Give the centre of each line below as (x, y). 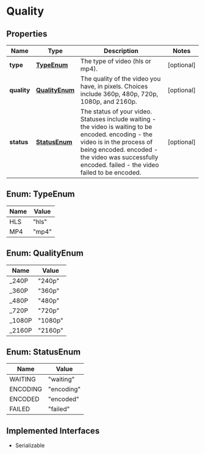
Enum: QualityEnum (45, 254)
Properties (27, 34)
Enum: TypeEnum (41, 194)
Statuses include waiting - (118, 119)
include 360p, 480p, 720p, (119, 94)
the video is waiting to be (116, 127)
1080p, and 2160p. (109, 102)
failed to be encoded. (111, 172)
